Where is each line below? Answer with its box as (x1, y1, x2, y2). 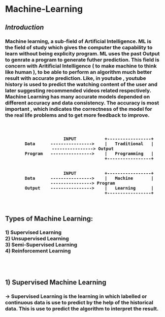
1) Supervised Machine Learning (5, 278, 107, 286)
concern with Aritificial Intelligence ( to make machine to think (5, 63, 157, 69)
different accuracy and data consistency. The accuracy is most (5, 99, 159, 106)
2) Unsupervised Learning (5, 235, 69, 242)
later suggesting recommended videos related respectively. (5, 87, 152, 94)
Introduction (5, 23, 44, 32)
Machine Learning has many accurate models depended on (5, 93, 150, 100)
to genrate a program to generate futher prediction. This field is (5, 56, 160, 63)
